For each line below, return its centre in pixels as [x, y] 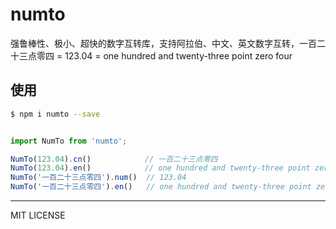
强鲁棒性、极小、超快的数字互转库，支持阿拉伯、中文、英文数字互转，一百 [163, 43]
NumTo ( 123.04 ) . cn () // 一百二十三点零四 [114, 159]
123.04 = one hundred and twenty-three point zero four [178, 55]
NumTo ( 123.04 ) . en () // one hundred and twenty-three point [160, 168]
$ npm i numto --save [55, 114]
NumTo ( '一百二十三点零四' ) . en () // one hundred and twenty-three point [161, 187]
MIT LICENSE [38, 215]
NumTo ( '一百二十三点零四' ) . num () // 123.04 [98, 178]
